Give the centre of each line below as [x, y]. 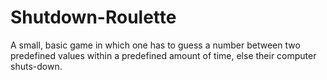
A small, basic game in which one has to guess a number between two [155, 45]
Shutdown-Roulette [93, 17]
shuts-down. [36, 66]
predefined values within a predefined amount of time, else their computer [163, 55]
